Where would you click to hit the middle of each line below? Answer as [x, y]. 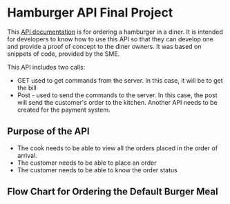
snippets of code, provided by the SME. [64, 54]
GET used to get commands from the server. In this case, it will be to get [120, 80]
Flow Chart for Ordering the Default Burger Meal [113, 192]
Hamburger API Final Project [90, 13]
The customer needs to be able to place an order [87, 163]
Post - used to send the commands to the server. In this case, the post [117, 95]
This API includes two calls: [46, 67]
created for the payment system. [64, 110]
